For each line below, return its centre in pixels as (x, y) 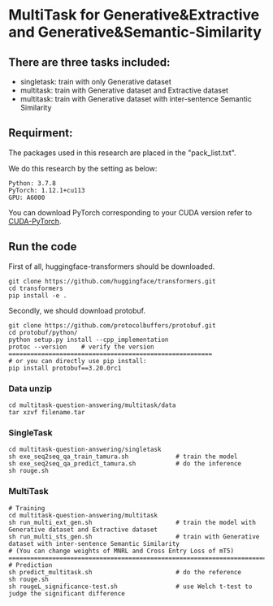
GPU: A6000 (27, 197)
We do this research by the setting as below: (83, 168)
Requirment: (41, 133)
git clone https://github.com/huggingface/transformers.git (113, 281)
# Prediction (30, 565)
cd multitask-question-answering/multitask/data (92, 405)
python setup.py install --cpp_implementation (89, 340)
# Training (27, 508)
